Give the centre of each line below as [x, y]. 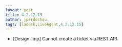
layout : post [19, 10]
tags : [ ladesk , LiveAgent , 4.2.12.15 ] [44, 24]
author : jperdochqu [26, 19]
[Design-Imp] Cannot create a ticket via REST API [65, 39]
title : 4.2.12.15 [24, 15]
